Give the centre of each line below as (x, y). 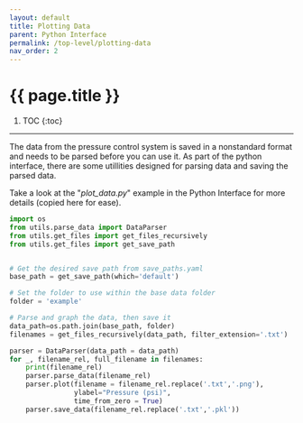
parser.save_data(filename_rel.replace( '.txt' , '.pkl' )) (133, 409)
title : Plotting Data (50, 26)
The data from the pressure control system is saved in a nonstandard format (151, 147)
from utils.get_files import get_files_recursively (108, 235)
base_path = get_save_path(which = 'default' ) (94, 277)
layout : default (40, 18)
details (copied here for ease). (65, 203)
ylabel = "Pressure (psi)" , (122, 393)
